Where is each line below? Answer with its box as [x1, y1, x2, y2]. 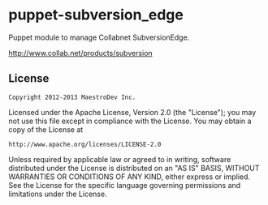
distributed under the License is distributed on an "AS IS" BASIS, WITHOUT [8, 163, 260, 173]
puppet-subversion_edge [8, 6, 184, 24]
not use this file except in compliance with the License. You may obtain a [8, 116, 252, 126]
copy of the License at [8, 124, 84, 135]
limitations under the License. [8, 189, 107, 199]
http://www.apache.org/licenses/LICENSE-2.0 [8, 140, 162, 148]
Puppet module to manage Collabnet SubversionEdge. [8, 32, 190, 42]
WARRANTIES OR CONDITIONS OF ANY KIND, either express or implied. [8, 172, 250, 182]
